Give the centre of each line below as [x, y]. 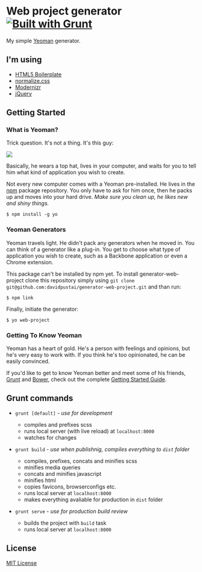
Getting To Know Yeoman [44, 335]
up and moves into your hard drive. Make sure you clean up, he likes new [97, 197]
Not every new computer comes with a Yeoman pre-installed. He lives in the [101, 184]
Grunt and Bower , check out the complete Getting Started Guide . [87, 380]
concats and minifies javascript [63, 473]
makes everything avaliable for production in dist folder [93, 499]
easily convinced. [28, 362]
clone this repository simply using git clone [80, 280]
